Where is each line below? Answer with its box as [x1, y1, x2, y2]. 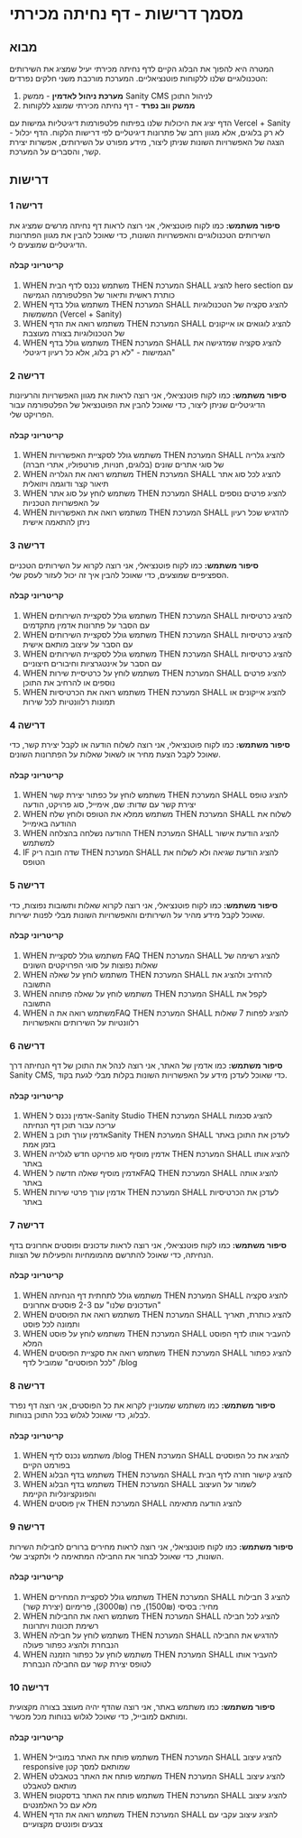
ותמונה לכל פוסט [22, 1319, 80, 1329]
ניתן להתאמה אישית [22, 517, 90, 528]
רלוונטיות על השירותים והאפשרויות [22, 1016, 140, 1027]
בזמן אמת [22, 1139, 56, 1150]
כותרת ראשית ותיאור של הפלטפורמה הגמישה [22, 289, 176, 300]
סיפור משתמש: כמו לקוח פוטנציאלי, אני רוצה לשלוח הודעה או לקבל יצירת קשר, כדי [9, 740, 291, 750]
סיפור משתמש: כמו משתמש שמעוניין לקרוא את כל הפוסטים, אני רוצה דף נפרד [9, 1400, 277, 1411]
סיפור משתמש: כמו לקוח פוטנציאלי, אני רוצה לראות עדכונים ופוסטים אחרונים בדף [9, 1239, 287, 1250]
